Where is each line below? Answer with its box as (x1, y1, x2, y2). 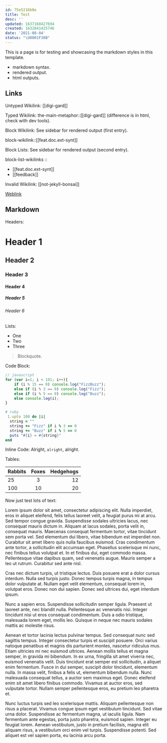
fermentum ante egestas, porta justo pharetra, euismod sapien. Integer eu (5, 716, 157, 722)
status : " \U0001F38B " (5, 36, 50, 41)
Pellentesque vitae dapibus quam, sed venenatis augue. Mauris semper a (5, 555, 156, 561)
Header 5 (5, 295, 25, 301)
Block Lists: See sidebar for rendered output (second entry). (5, 146, 129, 153)
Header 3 (5, 271, 28, 278)
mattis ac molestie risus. (5, 622, 55, 629)
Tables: (5, 456, 20, 462)
